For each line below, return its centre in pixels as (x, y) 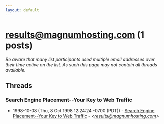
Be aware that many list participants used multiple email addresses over (80, 59)
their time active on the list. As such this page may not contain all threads (81, 65)
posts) (19, 45)
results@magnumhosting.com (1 (75, 34)
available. (16, 70)
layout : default (22, 10)
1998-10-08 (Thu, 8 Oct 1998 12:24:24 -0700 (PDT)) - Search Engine (84, 111)
